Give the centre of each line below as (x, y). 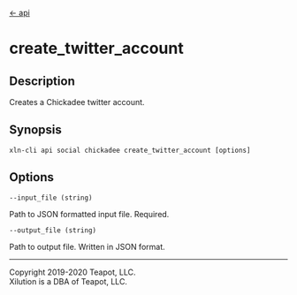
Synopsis (35, 130)
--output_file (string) (53, 230)
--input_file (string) (51, 198)
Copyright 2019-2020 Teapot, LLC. (72, 272)
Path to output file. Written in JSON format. (87, 246)
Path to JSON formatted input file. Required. (89, 214)
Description (42, 81)
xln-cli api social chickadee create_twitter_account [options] (130, 150)
